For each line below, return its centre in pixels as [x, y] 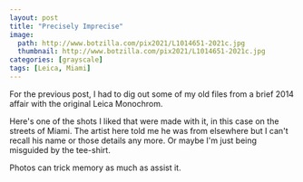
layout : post [34, 18]
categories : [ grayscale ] [56, 60]
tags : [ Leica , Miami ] [50, 69]
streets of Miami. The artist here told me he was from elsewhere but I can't [149, 130]
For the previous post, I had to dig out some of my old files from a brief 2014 [152, 94]
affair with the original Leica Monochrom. [86, 103]
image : [22, 34]
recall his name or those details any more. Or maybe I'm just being [133, 140]
